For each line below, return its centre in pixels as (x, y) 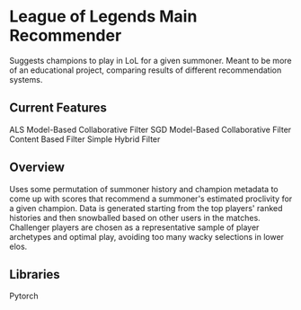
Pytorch (24, 296)
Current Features (58, 108)
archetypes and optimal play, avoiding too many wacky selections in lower (147, 236)
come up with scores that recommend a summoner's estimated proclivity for (151, 199)
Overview (37, 168)
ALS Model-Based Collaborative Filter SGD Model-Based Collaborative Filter (150, 129)
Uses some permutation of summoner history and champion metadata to (144, 189)
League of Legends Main (103, 17)
